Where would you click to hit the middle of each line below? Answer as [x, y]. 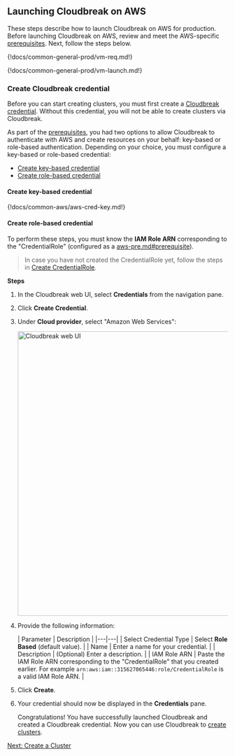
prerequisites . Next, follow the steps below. [69, 43]
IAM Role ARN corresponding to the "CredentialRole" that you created [118, 661]
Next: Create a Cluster [39, 745]
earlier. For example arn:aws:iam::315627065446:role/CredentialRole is [120, 668]
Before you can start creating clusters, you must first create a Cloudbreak [113, 104]
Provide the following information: [66, 625]
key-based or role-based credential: [59, 155]
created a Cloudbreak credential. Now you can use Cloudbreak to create [122, 724]
